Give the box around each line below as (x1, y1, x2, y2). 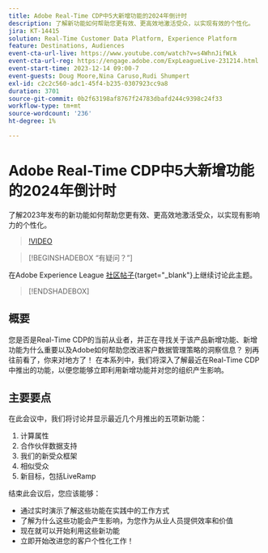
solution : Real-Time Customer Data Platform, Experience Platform (8, 34, 237, 43)
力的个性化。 (8, 220, 51, 230)
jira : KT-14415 (8, 27, 60, 35)
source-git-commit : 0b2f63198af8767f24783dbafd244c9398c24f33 (8, 95, 223, 103)
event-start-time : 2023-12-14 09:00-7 (8, 65, 139, 73)
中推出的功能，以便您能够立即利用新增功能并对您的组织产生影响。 (8, 365, 228, 374)
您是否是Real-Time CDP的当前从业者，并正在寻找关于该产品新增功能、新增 (8, 335, 257, 344)
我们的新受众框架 (19, 451, 78, 461)
